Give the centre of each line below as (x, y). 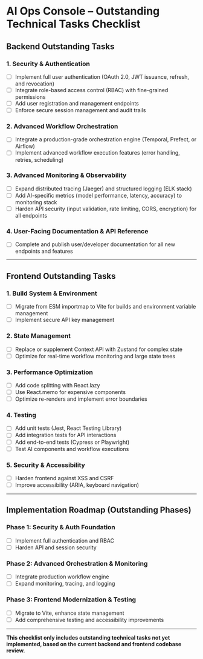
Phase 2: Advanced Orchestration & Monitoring (77, 563)
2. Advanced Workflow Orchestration (62, 127)
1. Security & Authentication (48, 64)
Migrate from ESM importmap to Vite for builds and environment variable (105, 307)
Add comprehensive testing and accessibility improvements (89, 620)
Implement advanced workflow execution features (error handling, (97, 153)
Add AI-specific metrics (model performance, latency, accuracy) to (98, 195)
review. (16, 651)
